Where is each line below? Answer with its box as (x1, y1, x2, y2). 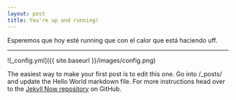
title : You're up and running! (7, 17, 99, 24)
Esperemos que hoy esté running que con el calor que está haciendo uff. (7, 36, 218, 44)
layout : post (7, 10, 46, 17)
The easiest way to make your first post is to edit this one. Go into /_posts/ (7, 69, 223, 78)
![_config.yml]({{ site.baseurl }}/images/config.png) (7, 56, 156, 64)
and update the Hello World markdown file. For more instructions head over (7, 77, 225, 85)
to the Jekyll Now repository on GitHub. (7, 85, 122, 93)
